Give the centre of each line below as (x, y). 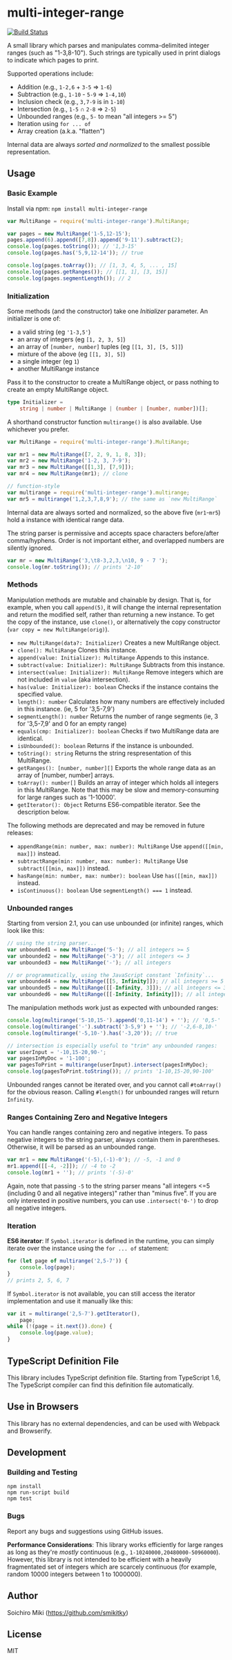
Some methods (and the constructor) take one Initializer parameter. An (108, 311)
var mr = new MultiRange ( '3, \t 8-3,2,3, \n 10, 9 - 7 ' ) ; (88, 560)
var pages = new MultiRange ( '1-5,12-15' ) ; (69, 233)
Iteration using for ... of (54, 123)
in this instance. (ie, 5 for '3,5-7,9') (66, 708)
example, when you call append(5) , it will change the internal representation (114, 607)
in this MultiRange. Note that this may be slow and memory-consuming (118, 789)
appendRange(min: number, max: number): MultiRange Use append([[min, (120, 846)
